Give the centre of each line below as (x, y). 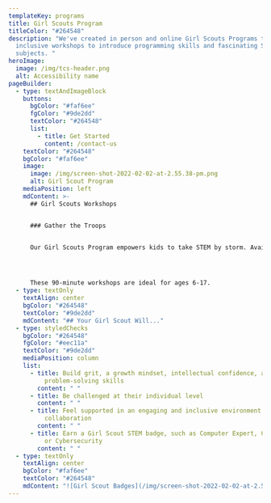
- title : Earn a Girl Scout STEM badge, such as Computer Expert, (144, 433)
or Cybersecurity (73, 441)
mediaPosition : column (61, 358)
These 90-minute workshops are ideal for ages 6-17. (120, 283)
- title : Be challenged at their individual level (117, 396)
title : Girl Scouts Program (56, 23)
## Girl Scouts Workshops (73, 204)
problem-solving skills (84, 381)
